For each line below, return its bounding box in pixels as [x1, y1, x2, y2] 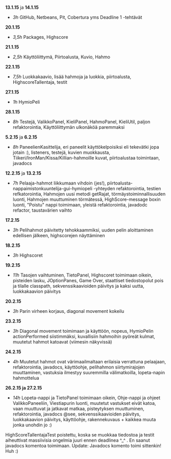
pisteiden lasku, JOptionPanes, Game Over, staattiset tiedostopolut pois [12, 278, 164, 283]
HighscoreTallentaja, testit [12, 79, 67, 85]
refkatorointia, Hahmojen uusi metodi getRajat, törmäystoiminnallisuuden [12, 191, 166, 197]
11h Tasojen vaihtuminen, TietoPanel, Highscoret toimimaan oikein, [12, 272, 153, 278]
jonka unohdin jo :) [12, 422, 52, 428]
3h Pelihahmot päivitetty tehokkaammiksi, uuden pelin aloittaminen [12, 227, 154, 233]
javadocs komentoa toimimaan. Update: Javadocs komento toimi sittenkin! [5, 443, 162, 449]
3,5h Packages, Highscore [12, 34, 68, 40]
